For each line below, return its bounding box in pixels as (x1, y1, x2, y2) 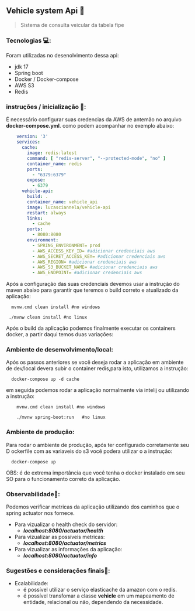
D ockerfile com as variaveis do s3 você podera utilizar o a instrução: (6, 448, 173, 455)
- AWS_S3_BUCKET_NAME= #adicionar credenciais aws (32, 264, 158, 270)
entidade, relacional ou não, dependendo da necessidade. (23, 599, 163, 606)
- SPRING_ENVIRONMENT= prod (32, 243, 100, 248)
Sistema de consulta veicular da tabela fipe (20, 21, 124, 28)
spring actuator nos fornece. (6, 510, 75, 517)
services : (16, 139, 41, 145)
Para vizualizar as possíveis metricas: (14, 534, 105, 541)
